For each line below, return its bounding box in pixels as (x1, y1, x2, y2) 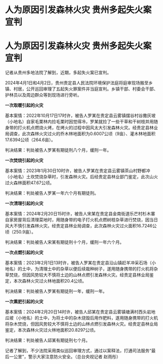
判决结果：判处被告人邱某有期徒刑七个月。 (5, 337, 90, 343)
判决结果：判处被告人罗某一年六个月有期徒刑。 (5, 190, 98, 196)
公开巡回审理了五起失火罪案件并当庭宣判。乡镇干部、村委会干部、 (26, 86, 158, 92)
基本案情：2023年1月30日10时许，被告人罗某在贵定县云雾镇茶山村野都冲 (5, 168, 150, 174)
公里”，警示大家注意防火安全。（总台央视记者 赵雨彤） (13, 354, 121, 360)
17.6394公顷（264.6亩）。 (5, 137, 56, 143)
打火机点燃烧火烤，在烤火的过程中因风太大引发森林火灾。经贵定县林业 (17, 125, 158, 131)
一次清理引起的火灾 (5, 201, 44, 206)
